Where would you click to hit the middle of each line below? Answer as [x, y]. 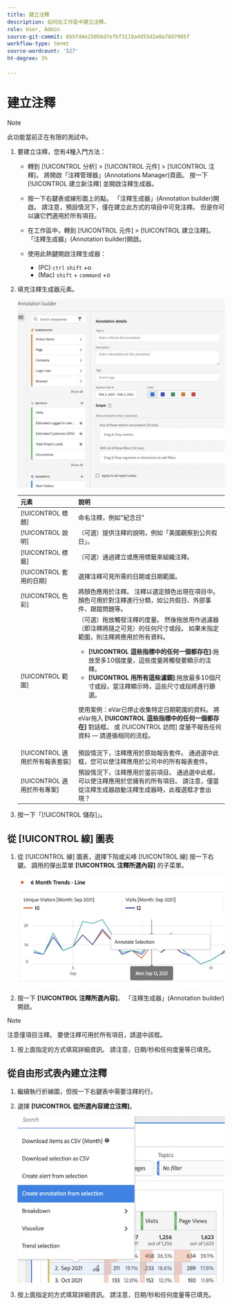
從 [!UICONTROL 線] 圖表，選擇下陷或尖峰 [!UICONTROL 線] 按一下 [113, 857]
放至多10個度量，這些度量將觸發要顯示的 [147, 660]
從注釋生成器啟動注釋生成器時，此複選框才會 [142, 790]
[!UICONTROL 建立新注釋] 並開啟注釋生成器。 [93, 183]
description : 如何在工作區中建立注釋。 [58, 22]
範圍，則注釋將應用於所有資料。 [124, 637]
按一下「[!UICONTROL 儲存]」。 [62, 815]
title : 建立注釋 [28, 15]
